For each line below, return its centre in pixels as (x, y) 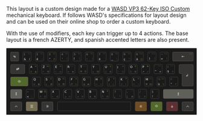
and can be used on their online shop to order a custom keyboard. (89, 21)
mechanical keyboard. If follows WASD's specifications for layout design (96, 15)
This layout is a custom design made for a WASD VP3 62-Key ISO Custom (98, 9)
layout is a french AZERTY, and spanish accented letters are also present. (98, 40)
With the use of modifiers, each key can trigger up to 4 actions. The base (97, 33)
